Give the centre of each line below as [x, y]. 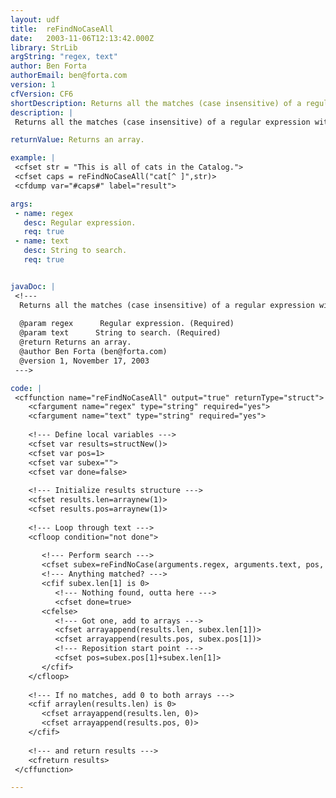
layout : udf [35, 19]
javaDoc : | [33, 286]
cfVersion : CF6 [42, 94]
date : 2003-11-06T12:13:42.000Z [82, 38]
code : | [26, 388]
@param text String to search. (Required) [120, 333]
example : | [33, 158]
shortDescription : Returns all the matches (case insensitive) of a [156, 103]
